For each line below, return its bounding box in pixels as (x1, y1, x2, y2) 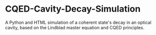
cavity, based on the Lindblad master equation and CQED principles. (5, 24, 145, 30)
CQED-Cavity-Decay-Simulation (5, 3, 141, 15)
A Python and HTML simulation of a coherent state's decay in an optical (5, 19, 152, 25)
